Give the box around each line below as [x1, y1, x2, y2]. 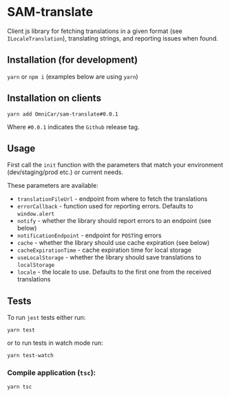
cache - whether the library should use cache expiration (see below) [17, 239, 210, 247]
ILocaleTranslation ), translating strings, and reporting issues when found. [7, 34, 218, 42]
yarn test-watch [7, 352, 54, 359]
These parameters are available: [7, 182, 98, 190]
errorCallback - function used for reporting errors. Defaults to [17, 202, 194, 211]
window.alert [17, 211, 55, 217]
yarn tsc [7, 383, 32, 391]
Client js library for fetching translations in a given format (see [7, 27, 182, 35]
